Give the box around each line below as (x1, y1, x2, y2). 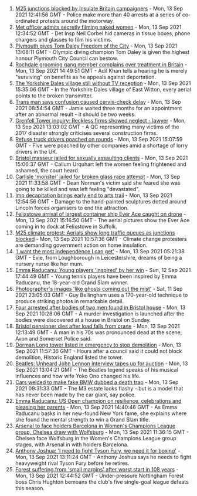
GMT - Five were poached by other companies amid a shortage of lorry (15, 142, 188, 149)
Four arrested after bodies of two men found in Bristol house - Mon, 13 (15, 304, 186, 311)
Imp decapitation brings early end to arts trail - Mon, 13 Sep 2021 (15, 192, 172, 199)
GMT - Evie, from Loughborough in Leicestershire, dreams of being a (15, 254, 182, 261)
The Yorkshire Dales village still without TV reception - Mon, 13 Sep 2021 (15, 80, 191, 87)
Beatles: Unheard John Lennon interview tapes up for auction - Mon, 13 (15, 360, 188, 367)
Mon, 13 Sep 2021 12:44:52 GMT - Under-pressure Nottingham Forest (15, 472, 184, 479)
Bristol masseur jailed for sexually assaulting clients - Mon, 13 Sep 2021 (15, 155, 188, 161)
